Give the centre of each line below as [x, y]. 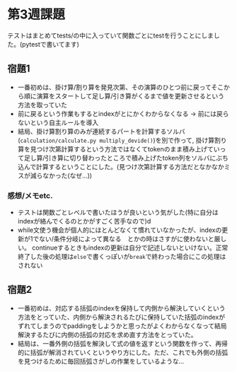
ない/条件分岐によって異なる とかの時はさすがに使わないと [126, 239]
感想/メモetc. [30, 195]
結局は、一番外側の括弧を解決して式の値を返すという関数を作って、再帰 [122, 343]
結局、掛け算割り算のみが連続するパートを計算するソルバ [101, 131]
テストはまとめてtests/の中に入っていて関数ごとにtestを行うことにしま [111, 35]
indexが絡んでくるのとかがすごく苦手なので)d [84, 221]
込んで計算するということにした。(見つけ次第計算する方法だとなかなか [121, 166]
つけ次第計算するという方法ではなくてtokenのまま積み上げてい [128, 149]
